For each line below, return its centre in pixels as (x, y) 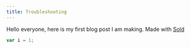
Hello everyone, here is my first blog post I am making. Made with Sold (95, 29)
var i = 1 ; (20, 40)
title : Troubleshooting (37, 12)
